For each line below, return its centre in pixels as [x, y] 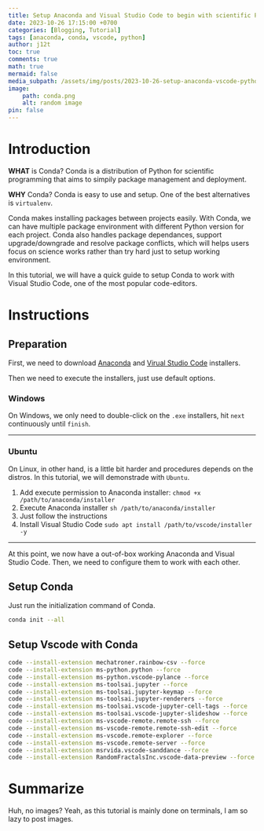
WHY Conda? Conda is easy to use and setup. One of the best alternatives [129, 194]
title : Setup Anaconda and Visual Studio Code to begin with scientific [130, 15]
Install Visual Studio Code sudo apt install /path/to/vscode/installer [136, 524]
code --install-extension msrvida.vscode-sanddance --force [109, 750]
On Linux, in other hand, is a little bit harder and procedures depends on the [131, 469]
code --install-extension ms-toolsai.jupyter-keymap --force [110, 692]
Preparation [38, 344]
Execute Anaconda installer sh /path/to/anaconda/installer [117, 507]
